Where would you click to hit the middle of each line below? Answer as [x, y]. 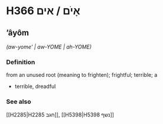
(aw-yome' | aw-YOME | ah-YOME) [49, 47]
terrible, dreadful [35, 86]
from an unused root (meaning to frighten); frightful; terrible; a [82, 75]
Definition [21, 62]
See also [19, 102]
